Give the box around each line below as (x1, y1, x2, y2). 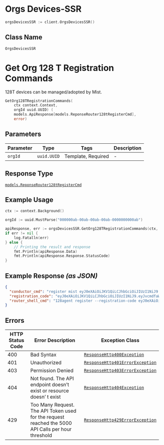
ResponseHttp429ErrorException (83, 417, 157, 423)
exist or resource (30, 387, 69, 394)
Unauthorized (30, 359, 62, 366)
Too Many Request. (30, 401, 75, 408)
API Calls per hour (30, 426, 72, 433)
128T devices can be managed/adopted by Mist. (5, 89, 102, 95)
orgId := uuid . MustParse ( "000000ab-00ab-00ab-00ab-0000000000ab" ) (5, 218, 143, 222)
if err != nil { (5, 231, 38, 236)
